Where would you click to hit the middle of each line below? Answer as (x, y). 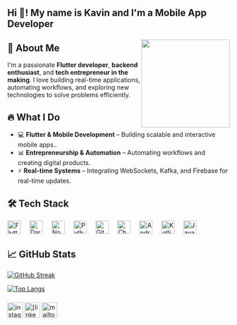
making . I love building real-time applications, (74, 80)
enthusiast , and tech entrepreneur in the (68, 73)
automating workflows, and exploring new (68, 87)
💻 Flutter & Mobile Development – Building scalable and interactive (116, 135)
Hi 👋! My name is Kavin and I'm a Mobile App (107, 13)
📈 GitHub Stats (42, 255)
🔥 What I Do (34, 117)
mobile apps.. (37, 145)
